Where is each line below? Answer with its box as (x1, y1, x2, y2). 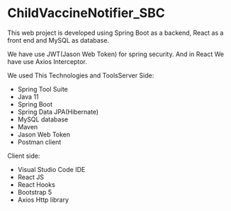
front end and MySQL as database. (7, 36, 110, 44)
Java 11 (17, 92, 39, 101)
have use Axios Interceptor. (7, 57, 87, 65)
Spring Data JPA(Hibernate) (17, 107, 99, 116)
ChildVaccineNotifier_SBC (7, 5, 165, 21)
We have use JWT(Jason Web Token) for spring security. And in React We (7, 50, 225, 58)
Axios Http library (17, 195, 69, 204)
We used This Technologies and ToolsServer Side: (7, 71, 154, 80)
